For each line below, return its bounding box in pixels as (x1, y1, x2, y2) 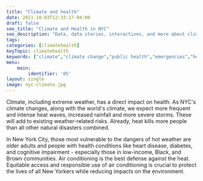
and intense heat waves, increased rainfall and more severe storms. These (6, 111, 192, 118)
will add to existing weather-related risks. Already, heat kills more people (6, 118, 187, 124)
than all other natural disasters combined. (6, 124, 110, 131)
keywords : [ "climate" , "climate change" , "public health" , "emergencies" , (6, 54, 190, 60)
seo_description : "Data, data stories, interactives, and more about (6, 31, 185, 37)
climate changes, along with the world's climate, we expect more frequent (6, 105, 191, 112)
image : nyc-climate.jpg (6, 82, 66, 88)
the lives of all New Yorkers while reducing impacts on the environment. (6, 168, 185, 175)
